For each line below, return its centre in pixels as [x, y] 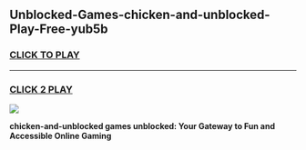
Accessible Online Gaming [61, 135]
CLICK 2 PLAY [41, 89]
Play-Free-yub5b [59, 30]
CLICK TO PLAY [45, 55]
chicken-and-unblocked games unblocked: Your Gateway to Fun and [143, 125]
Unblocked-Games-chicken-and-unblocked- [140, 15]
